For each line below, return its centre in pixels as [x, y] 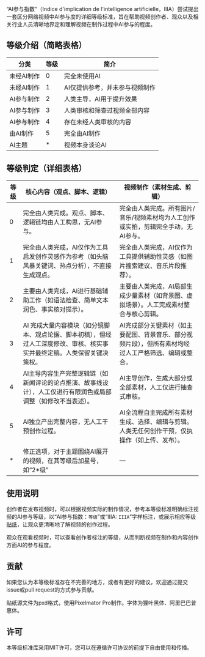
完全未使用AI [82, 76]
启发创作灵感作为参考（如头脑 [66, 256]
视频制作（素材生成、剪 [158, 187]
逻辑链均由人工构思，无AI [59, 222]
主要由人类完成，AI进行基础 [63, 291]
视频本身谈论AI [85, 144]
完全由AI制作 [82, 133]
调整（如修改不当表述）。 [58, 401]
